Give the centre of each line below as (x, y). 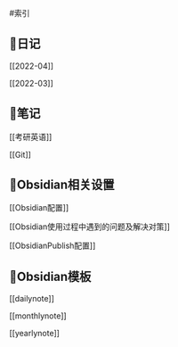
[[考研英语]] (31, 136)
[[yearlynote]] (35, 334)
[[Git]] (20, 154)
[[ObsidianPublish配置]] (53, 246)
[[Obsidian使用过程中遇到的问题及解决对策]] (90, 227)
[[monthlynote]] (38, 316)
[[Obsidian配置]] (39, 208)
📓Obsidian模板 (50, 276)
